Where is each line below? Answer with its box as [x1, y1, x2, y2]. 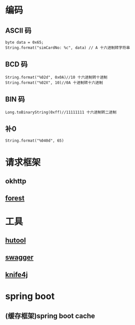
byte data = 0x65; [5, 40, 44, 45]
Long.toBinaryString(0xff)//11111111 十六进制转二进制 [5, 109, 117, 115]
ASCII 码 [5, 26, 32, 35]
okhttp [5, 177, 27, 185]
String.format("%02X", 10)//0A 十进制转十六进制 [5, 80, 103, 85]
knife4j [5, 270, 28, 279]
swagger [5, 253, 34, 262]
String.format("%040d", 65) [5, 138, 64, 144]
